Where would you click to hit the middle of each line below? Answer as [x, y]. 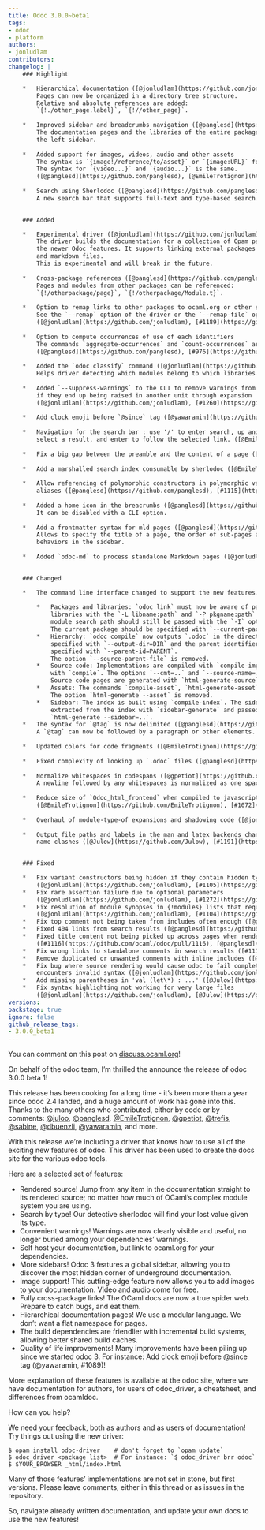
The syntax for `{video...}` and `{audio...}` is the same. [137, 169]
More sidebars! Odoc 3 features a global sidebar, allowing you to [125, 1265]
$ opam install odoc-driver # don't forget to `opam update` [116, 1451]
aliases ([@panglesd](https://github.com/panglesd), [125, 491]
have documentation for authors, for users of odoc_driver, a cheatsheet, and [132, 1389]
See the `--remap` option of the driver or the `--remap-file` [142, 315]
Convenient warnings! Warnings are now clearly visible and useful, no [133, 1231]
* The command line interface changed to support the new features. [141, 592]
